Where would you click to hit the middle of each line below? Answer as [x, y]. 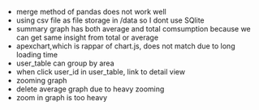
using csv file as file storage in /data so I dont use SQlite [110, 20]
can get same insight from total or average [87, 37]
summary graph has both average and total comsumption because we [134, 29]
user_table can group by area [65, 63]
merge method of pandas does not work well [91, 12]
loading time [37, 55]
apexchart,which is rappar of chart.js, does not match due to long [125, 46]
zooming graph [41, 80]
